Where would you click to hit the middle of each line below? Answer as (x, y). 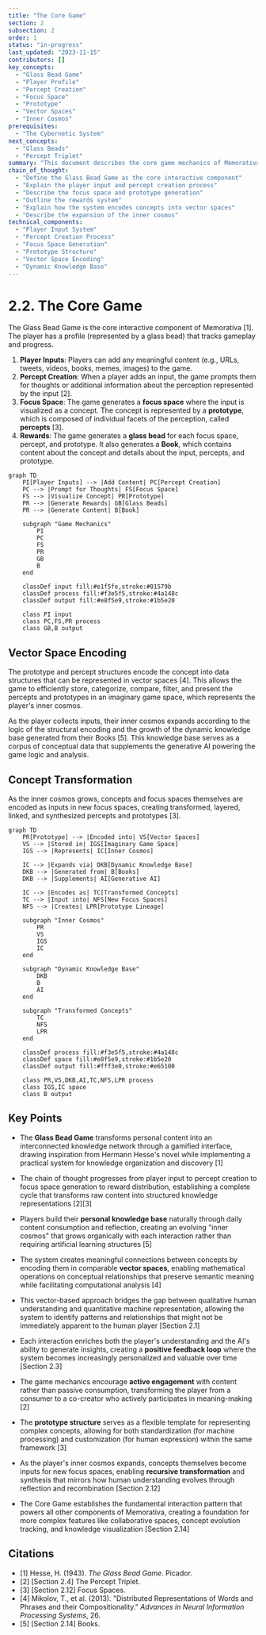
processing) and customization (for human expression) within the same (136, 1439)
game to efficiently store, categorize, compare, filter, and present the (121, 689)
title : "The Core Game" (47, 15)
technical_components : (46, 222)
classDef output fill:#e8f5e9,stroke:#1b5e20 (99, 601)
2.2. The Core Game (75, 306)
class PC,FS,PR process (62, 621)
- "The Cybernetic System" (60, 133)
